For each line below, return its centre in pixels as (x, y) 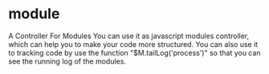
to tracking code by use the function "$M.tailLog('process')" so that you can (134, 53)
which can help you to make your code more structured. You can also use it (133, 44)
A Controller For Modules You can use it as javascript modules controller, (129, 36)
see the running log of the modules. (67, 61)
